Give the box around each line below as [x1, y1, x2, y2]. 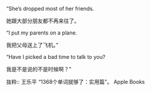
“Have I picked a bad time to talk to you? [6, 54, 106, 60]
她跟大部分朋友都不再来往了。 [6, 17, 79, 24]
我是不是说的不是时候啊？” [6, 65, 72, 73]
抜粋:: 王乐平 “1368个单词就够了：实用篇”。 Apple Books [6, 79, 145, 85]
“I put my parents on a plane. [6, 29, 78, 36]
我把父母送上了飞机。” [6, 42, 58, 48]
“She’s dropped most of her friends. [6, 5, 94, 12]
